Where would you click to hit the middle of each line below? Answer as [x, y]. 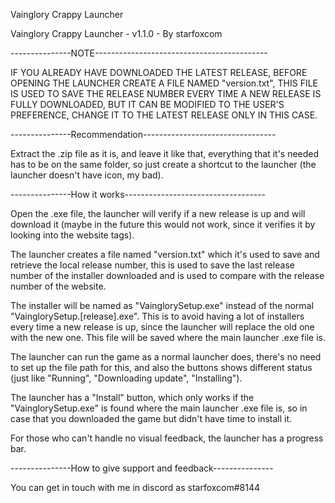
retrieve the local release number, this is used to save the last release [152, 265]
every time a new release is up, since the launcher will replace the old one [162, 327]
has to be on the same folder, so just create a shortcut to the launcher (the [163, 164]
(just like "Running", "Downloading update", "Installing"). [126, 378]
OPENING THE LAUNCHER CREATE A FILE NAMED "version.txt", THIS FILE [164, 83]
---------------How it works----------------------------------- [138, 194]
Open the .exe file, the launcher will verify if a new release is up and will [158, 213]
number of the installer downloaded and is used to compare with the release [167, 275]
